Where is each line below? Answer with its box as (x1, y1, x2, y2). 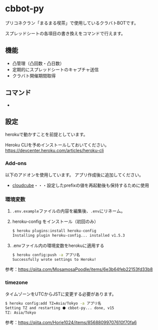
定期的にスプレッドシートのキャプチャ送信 (12, 66, 99, 72)
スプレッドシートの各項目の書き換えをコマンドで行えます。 (5, 30, 126, 36)
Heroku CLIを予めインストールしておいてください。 (5, 142, 109, 148)
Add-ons (5, 160, 27, 167)
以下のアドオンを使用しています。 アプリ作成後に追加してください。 (5, 171, 144, 178)
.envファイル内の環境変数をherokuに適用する (12, 243, 104, 248)
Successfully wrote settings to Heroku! (12, 257, 96, 262)
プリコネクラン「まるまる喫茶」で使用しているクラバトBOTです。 (5, 20, 139, 26)
